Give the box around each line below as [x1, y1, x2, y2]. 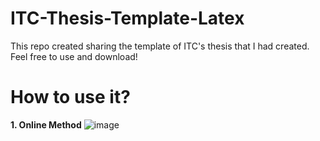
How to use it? [10, 86, 131, 109]
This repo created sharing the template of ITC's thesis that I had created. [10, 40, 310, 52]
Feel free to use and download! [10, 50, 138, 62]
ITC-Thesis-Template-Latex [10, 7, 245, 30]
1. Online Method [10, 118, 82, 131]
